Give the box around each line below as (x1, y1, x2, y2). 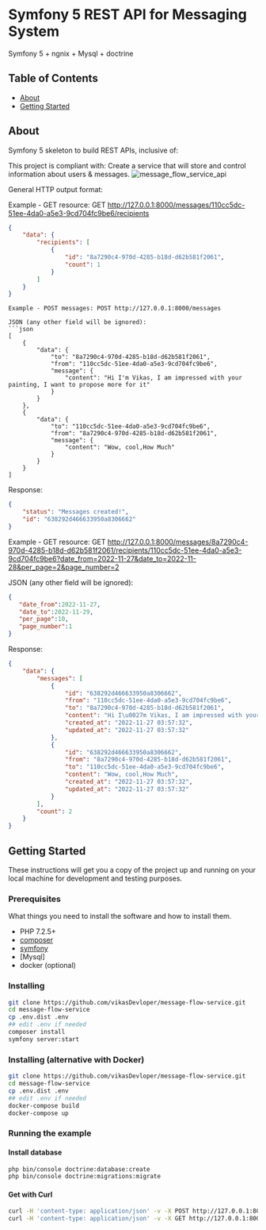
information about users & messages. (8, 169, 131, 179)
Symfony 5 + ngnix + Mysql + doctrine (8, 48, 134, 58)
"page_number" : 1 (18, 623, 73, 630)
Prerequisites (8, 893, 61, 904)
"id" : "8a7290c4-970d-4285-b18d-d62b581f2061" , (64, 253, 225, 261)
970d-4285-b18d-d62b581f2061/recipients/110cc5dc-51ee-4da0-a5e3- (8, 546, 242, 555)
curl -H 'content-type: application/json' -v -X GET (8, 1215, 186, 1223)
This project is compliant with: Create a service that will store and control (8, 160, 247, 170)
